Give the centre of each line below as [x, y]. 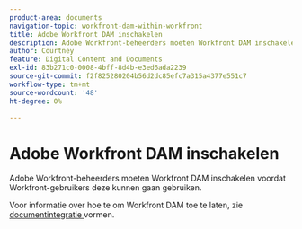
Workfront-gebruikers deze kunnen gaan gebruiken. [106, 188]
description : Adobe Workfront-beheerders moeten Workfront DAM [130, 43]
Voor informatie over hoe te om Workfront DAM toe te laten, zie [126, 205]
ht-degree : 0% [36, 101]
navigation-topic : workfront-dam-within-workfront [106, 26]
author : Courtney [42, 51]
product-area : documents [56, 18]
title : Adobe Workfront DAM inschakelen [86, 34]
